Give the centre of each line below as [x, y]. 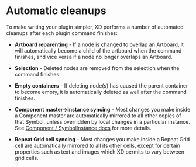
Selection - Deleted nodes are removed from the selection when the [97, 68]
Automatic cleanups [56, 11]
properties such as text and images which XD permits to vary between [99, 152]
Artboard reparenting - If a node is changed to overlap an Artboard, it [99, 44]
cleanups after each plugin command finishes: [62, 33]
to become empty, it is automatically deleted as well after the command [101, 92]
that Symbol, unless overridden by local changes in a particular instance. [102, 121]
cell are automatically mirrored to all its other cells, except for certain [97, 145]
